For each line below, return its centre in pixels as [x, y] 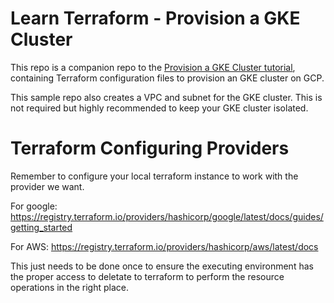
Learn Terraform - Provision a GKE [155, 18]
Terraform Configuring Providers [150, 148]
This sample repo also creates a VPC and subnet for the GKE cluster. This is [166, 97]
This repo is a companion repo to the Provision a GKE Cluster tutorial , [153, 67]
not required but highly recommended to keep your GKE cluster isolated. [159, 108]
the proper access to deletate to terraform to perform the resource [147, 276]
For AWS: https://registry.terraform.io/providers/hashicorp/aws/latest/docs [164, 246]
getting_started [41, 227]
